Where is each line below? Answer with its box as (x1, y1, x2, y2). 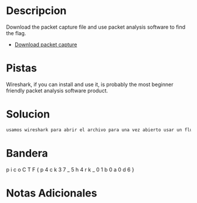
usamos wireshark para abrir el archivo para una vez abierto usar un (6, 127, 182, 133)
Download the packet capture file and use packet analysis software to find (6, 23, 186, 30)
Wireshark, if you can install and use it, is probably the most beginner (6, 81, 174, 88)
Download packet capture (14, 41, 77, 48)
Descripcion (6, 4, 67, 18)
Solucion (6, 108, 50, 121)
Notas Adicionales (6, 186, 97, 199)
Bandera (6, 146, 48, 160)
